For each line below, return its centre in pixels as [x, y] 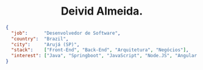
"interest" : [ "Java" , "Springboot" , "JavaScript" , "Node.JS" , [92, 56]
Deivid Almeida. [102, 11]
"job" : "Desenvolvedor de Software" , [66, 33]
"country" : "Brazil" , [40, 39]
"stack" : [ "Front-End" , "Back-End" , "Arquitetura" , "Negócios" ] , [100, 50]
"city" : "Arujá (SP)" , [45, 44]
